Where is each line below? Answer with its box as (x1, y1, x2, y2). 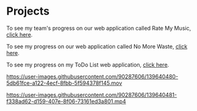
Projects (6, 4, 50, 18)
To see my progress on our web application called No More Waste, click (6, 43, 188, 50)
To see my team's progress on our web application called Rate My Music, (6, 24, 191, 32)
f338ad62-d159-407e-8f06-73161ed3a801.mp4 (6, 98, 127, 105)
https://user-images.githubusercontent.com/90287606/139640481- (6, 91, 177, 98)
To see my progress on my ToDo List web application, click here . (6, 61, 169, 68)
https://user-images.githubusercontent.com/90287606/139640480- (6, 73, 179, 80)
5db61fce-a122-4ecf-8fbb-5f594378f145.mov (6, 79, 122, 87)
